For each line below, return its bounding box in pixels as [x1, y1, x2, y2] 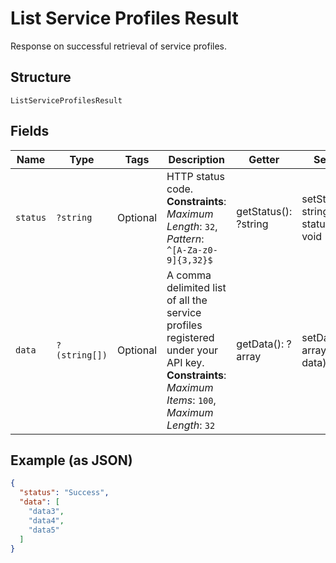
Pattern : [166, 232, 205, 246]
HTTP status [166, 169, 225, 183]
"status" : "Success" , [19, 488, 110, 498]
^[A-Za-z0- [166, 244, 218, 256]
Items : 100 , [166, 393, 217, 407]
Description [168, 152, 225, 166]
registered [166, 330, 215, 344]
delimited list [166, 280, 227, 294]
